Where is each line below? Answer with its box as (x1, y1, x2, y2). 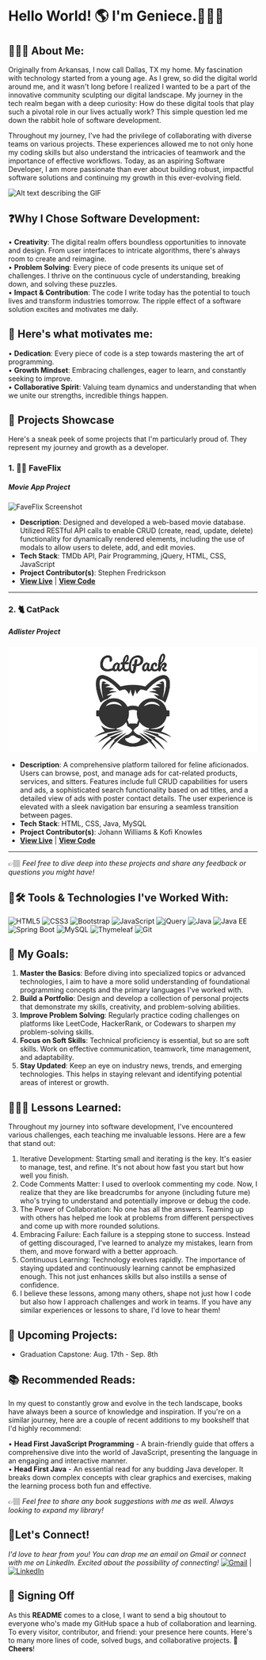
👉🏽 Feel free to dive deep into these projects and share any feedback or (8, 858, 247, 868)
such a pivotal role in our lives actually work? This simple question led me (8, 107, 248, 116)
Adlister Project (8, 626, 61, 636)
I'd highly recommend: (8, 1423, 82, 1433)
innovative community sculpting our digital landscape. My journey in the (8, 90, 243, 100)
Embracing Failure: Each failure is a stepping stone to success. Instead (19, 1230, 251, 1239)
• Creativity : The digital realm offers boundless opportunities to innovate (8, 237, 247, 246)
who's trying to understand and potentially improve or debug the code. (19, 1196, 251, 1205)
